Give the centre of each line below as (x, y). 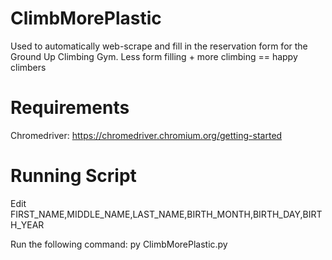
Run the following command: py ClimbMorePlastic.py (119, 244)
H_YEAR (27, 224)
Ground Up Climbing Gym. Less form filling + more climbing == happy (154, 56)
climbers (28, 67)
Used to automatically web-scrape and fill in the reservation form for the (159, 46)
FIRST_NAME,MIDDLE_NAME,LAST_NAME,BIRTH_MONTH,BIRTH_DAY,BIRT (166, 214)
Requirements (70, 108)
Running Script (73, 176)
